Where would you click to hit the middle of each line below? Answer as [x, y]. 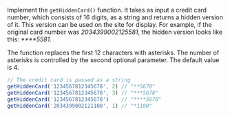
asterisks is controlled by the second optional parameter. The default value [113, 60]
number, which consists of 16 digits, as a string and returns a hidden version [115, 17]
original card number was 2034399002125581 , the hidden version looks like [115, 32]
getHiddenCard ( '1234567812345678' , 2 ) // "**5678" [81, 86]
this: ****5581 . [29, 39]
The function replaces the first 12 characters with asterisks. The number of [113, 52]
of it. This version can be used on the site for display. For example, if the [109, 25]
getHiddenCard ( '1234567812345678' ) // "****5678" [84, 99]
